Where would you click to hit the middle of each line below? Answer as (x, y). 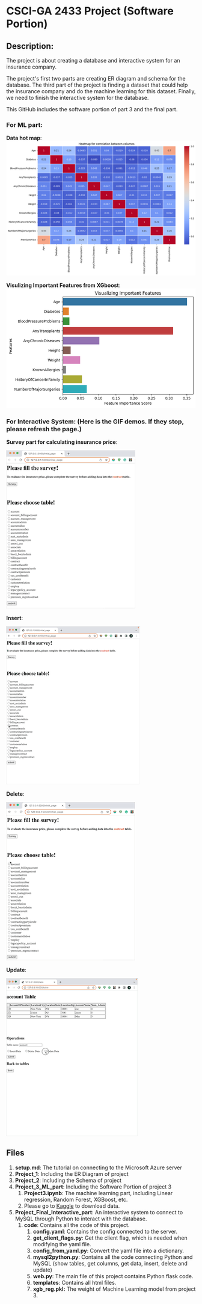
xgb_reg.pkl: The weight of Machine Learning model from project (114, 1289)
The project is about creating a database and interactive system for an (93, 60)
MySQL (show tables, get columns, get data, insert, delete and (110, 1263)
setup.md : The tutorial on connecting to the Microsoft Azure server (98, 1167)
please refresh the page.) (44, 429)
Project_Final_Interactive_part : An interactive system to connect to (99, 1212)
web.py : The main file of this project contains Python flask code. (113, 1276)
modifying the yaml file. (62, 1244)
